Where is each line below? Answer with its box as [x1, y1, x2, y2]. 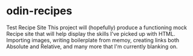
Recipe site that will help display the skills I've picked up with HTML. [6, 30, 176, 37]
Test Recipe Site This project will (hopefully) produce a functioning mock [6, 24, 188, 31]
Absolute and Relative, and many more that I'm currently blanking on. [6, 43, 178, 50]
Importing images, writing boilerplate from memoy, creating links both [6, 36, 180, 43]
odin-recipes [6, 4, 72, 18]
